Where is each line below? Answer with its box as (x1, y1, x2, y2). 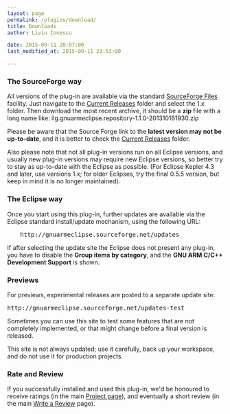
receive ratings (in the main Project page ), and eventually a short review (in (7, 392, 220, 400)
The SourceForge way (7, 76, 82, 86)
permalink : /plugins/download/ (7, 16, 97, 23)
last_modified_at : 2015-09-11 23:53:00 (7, 48, 122, 55)
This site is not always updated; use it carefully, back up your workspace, (7, 345, 215, 353)
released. (7, 331, 34, 340)
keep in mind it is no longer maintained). (7, 177, 121, 185)
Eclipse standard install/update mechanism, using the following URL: (7, 217, 201, 225)
